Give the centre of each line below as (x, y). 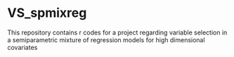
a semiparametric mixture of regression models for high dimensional (106, 39)
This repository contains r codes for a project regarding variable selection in (117, 32)
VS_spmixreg (47, 13)
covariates (22, 47)
